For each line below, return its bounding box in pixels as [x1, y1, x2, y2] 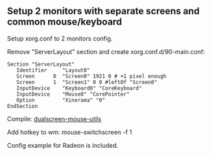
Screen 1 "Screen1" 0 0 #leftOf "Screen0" [16, 79, 157, 86]
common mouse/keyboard [7, 16, 122, 28]
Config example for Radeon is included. [7, 141, 118, 149]
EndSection [7, 103, 38, 109]
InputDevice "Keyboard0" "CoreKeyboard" [16, 85, 142, 92]
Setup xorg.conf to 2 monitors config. [7, 34, 113, 42]
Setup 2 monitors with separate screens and [7, 5, 200, 17]
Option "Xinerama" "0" [16, 96, 106, 103]
